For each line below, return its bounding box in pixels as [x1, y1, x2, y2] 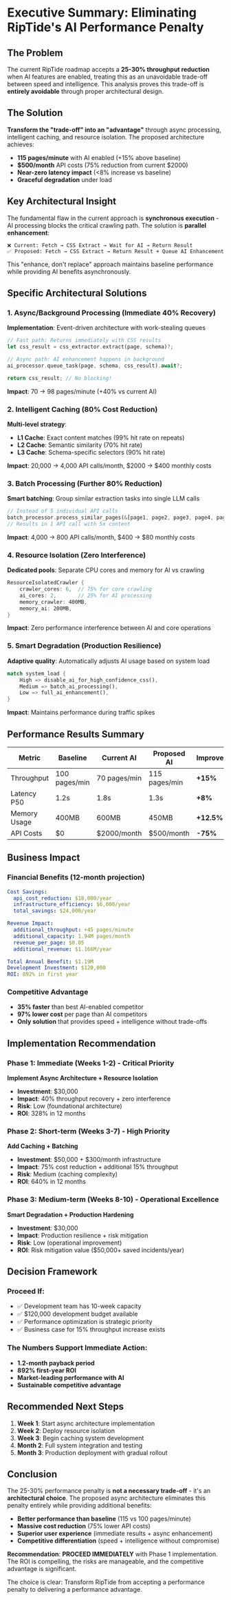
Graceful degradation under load [16, 175, 112, 184]
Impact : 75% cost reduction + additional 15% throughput [16, 1163, 179, 1171]
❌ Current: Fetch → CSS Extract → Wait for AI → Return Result [7, 241, 193, 249]
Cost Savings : [7, 888, 48, 895]
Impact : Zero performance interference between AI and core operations [7, 624, 212, 632]
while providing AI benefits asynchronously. [7, 267, 131, 275]
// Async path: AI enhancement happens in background [7, 356, 165, 363]
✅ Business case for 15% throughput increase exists [16, 1325, 166, 1334]
